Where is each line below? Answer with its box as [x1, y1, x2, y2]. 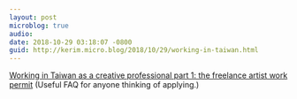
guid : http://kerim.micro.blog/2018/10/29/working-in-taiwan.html [9, 46, 259, 55]
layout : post [9, 12, 57, 22]
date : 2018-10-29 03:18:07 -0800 [9, 37, 133, 47]
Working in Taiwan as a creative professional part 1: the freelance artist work [9, 70, 288, 80]
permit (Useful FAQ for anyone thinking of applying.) [9, 80, 200, 90]
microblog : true [9, 21, 69, 30]
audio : [9, 29, 34, 38]
